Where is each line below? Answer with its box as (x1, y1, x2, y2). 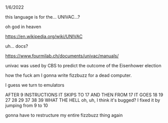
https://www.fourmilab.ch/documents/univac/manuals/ (5, 53, 119, 59)
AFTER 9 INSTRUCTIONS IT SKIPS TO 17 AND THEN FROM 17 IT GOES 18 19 (5, 92, 163, 97)
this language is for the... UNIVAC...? (5, 14, 80, 20)
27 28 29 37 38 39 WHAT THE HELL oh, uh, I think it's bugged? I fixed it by (5, 97, 160, 103)
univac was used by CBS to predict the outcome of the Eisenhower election (5, 63, 162, 68)
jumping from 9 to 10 (5, 102, 48, 108)
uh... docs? (5, 43, 29, 49)
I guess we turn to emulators (5, 82, 64, 88)
